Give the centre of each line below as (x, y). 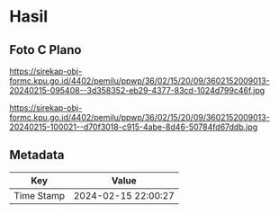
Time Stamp (40, 195)
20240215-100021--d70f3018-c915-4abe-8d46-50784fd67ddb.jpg (134, 127)
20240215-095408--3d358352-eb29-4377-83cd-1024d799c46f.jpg (137, 90)
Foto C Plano (45, 50)
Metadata (37, 155)
